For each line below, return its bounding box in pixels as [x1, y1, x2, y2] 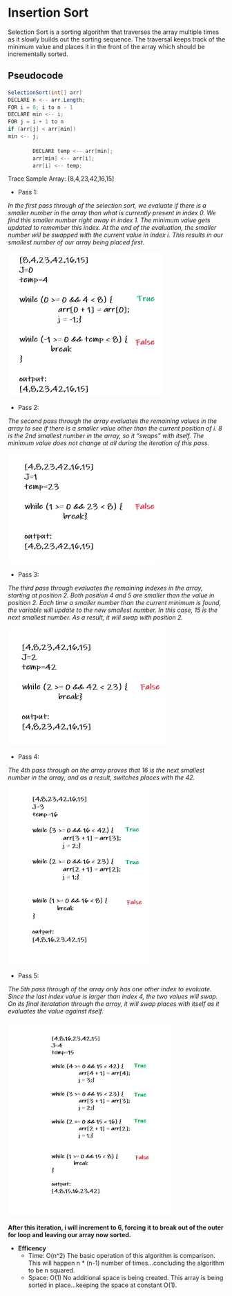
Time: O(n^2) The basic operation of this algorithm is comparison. [28, 1252, 216, 1260]
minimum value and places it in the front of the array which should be [8, 42, 206, 51]
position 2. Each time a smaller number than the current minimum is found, [8, 599, 222, 607]
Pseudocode [8, 70, 64, 82]
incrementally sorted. [8, 50, 68, 58]
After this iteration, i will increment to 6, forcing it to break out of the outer [8, 1223, 224, 1232]
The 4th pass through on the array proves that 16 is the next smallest [8, 766, 205, 775]
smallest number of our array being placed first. [8, 238, 145, 246]
